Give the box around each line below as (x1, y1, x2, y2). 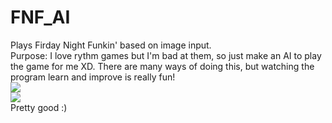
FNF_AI (10, 6, 71, 29)
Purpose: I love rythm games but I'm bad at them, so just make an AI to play (10, 49, 322, 61)
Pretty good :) (10, 101, 68, 113)
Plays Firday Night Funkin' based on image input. (10, 39, 212, 51)
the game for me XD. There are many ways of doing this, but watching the (10, 60, 315, 72)
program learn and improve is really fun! (10, 71, 176, 83)
